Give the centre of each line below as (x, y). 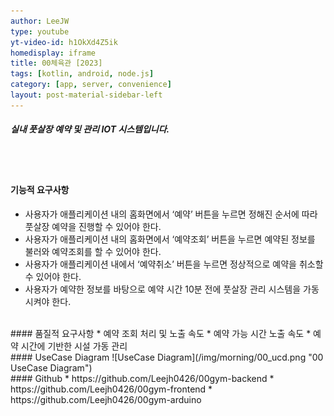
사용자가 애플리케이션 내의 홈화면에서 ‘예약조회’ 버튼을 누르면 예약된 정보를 (170, 239)
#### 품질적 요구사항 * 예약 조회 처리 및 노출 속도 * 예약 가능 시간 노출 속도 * (161, 333)
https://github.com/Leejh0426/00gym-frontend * (111, 389)
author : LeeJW (40, 21)
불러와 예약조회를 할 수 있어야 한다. (93, 251)
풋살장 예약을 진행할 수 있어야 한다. (93, 226)
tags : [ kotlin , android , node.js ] (82, 74)
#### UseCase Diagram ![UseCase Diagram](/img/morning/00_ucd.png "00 (167, 357)
